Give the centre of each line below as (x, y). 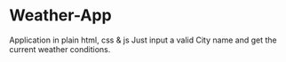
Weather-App (61, 15)
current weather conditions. (60, 49)
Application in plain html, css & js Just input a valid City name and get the (143, 40)
